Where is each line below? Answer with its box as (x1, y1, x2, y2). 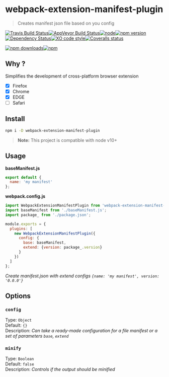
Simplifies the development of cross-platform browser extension (5, 73, 139, 79)
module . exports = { (5, 221, 46, 227)
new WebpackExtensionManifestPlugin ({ (14, 231, 96, 236)
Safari (12, 100, 25, 106)
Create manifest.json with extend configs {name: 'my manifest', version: (5, 273, 159, 279)
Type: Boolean (5, 356, 34, 362)
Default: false (5, 361, 34, 367)
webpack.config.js (5, 193, 46, 199)
